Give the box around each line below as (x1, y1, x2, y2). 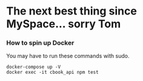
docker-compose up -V (6, 64, 61, 70)
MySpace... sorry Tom (6, 17, 121, 31)
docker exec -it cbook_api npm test (6, 70, 99, 76)
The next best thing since (6, 4, 138, 18)
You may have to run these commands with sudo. (6, 53, 130, 60)
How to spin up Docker (6, 39, 75, 47)
